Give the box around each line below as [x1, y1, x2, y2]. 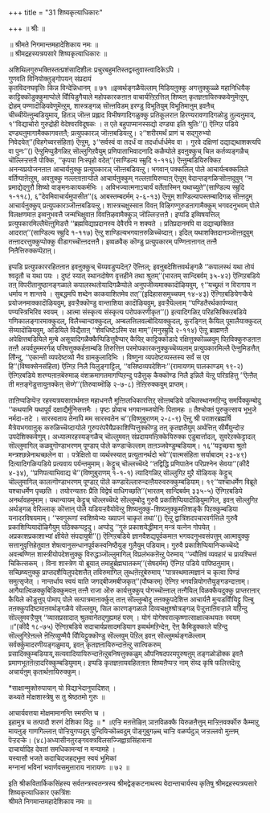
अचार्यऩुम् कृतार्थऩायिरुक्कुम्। [8, 667, 81, 676]
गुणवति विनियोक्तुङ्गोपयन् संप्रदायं [8, 74, 92, 84]
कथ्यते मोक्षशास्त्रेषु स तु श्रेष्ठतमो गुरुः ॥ [8, 692, 105, 701]
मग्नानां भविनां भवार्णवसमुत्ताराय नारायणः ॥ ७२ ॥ [8, 762, 130, 772]
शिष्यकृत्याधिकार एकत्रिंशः [8, 788, 72, 797]
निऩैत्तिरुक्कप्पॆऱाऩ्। [8, 246, 56, 255]
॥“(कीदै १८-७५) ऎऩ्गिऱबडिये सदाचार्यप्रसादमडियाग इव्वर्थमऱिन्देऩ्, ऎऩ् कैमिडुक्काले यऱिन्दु [8, 622, 227, 631]
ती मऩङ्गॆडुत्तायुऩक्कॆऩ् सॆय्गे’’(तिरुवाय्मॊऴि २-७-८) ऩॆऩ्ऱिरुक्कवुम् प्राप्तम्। [8, 380, 189, 389]
